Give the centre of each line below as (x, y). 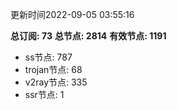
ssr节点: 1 (44, 94)
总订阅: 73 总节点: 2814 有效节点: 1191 (88, 36)
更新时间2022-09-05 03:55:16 (72, 14)
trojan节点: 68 (53, 69)
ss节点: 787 (48, 57)
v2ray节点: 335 (56, 82)
